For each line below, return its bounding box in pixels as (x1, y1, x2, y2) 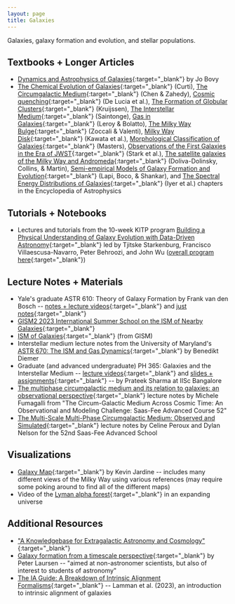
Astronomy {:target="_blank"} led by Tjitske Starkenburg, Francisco (17, 241, 212, 249)
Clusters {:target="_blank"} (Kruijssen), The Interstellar (17, 105, 175, 113)
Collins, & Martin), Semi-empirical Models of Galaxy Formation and (17, 164, 210, 173)
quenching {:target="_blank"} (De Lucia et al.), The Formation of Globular (17, 98, 228, 106)
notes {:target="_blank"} (17, 309, 87, 318)
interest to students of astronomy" (17, 566, 117, 575)
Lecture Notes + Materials (7, 276, 123, 288)
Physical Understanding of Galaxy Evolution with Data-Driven (17, 233, 195, 242)
